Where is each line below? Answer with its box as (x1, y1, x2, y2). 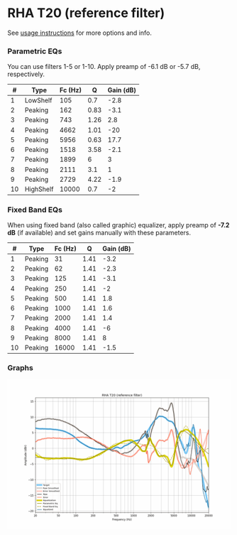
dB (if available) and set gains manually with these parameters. (7, 229, 192, 237)
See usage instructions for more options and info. (7, 28, 153, 37)
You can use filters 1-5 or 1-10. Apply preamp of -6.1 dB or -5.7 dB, (7, 63, 201, 71)
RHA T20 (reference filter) (7, 5, 165, 21)
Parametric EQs (7, 46, 62, 56)
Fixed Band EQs (7, 205, 62, 215)
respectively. (7, 70, 45, 79)
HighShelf (24, 185, 54, 193)
